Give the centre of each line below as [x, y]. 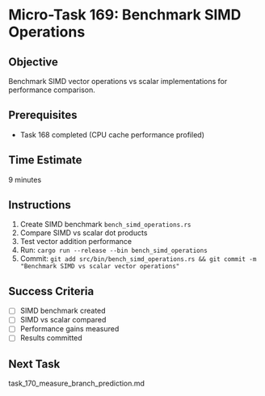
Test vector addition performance [76, 242]
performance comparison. [52, 90]
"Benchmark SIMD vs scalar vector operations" [100, 267]
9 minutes [25, 179]
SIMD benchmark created [63, 311]
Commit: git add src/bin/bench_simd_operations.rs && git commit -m [138, 259]
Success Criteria [51, 291]
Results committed [51, 338]
